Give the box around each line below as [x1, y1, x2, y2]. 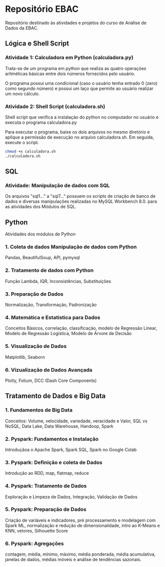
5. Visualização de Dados [5, 343, 67, 350]
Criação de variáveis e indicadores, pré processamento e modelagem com [5, 517, 156, 523]
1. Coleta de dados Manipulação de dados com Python [5, 243, 137, 250]
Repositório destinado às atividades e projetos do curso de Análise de [5, 20, 147, 26]
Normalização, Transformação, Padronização [5, 302, 97, 308]
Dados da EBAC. [5, 25, 38, 31]
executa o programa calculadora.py [5, 119, 77, 125]
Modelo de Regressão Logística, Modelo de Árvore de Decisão [5, 331, 132, 337]
